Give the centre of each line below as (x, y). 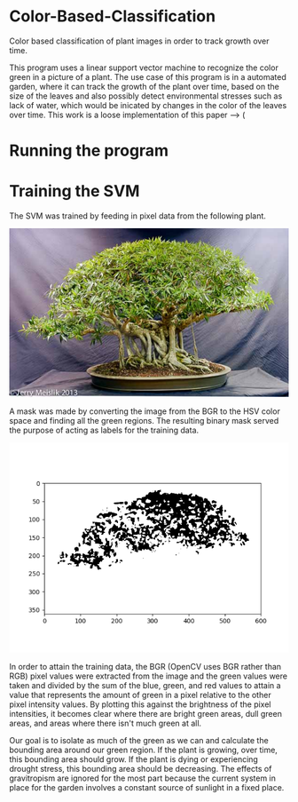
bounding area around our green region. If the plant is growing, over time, (143, 750)
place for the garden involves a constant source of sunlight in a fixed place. (147, 788)
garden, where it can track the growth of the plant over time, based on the (144, 86)
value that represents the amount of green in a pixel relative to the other (141, 695)
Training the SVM (74, 191)
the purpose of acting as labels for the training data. (104, 430)
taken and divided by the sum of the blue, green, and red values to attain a (145, 686)
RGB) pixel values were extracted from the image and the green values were (149, 676)
